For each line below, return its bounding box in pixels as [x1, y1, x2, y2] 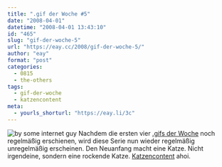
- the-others [14, 76, 53, 84]
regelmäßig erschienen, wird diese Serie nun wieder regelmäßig [7, 136, 196, 145]
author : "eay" [7, 50, 50, 58]
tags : [7, 83, 23, 90]
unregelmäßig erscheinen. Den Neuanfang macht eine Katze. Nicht [7, 144, 204, 153]
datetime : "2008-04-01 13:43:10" [7, 23, 107, 31]
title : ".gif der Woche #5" [7, 10, 91, 18]
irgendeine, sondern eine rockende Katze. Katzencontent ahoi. [7, 151, 191, 160]
